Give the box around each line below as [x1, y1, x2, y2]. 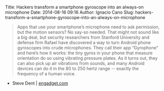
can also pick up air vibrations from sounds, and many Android [17, 61, 145, 66]
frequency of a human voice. [17, 71, 76, 76]
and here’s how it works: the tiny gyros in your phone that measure [17, 50, 153, 56]
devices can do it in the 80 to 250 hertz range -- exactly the [17, 66, 139, 71]
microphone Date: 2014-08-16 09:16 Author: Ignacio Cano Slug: [5, 9, 134, 15]
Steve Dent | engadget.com [12, 80, 68, 86]
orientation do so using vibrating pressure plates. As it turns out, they [17, 55, 158, 61]
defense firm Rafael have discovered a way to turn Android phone [17, 40, 151, 45]
